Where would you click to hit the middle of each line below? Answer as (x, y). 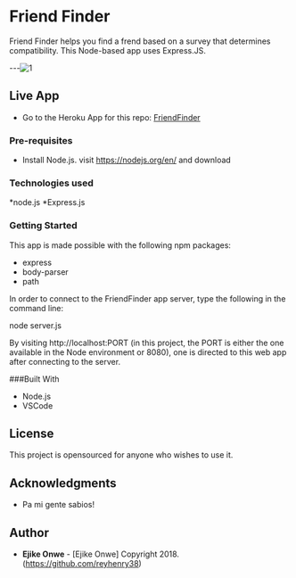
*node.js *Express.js (47, 202)
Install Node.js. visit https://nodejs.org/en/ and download (127, 160)
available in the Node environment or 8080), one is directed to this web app (148, 352)
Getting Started (43, 226)
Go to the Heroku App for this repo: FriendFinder (111, 117)
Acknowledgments (63, 483)
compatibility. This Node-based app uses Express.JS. (108, 50)
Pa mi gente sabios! (58, 505)
